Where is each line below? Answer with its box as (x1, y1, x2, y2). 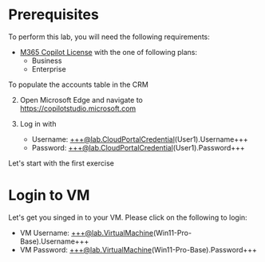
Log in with (19, 119, 57, 128)
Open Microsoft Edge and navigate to (19, 95, 144, 104)
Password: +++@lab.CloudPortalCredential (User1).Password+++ (31, 143, 245, 152)
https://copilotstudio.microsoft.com (19, 104, 136, 113)
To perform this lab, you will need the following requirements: (8, 32, 210, 41)
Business (31, 56, 62, 65)
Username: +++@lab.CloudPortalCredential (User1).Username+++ (31, 134, 249, 144)
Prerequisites (8, 6, 100, 24)
